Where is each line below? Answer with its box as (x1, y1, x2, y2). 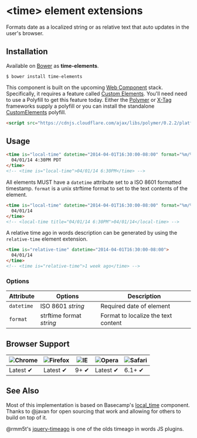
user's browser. (6, 29, 44, 36)
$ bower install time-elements (6, 73, 83, 80)
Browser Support (6, 338, 70, 349)
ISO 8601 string (40, 302, 85, 310)
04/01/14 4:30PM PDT (11, 157, 62, 163)
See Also (6, 386, 39, 396)
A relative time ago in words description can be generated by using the (6, 230, 178, 237)
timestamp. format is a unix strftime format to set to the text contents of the (6, 184, 188, 191)
